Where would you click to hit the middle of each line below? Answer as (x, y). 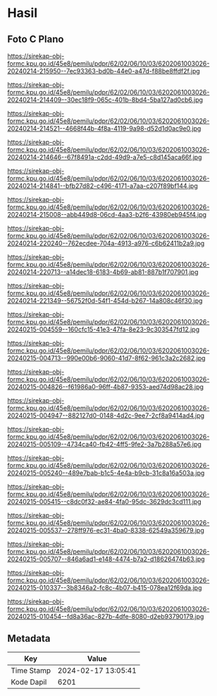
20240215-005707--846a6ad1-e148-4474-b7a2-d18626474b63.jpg (106, 559)
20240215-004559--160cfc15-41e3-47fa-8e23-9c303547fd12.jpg (103, 329)
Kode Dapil (29, 682)
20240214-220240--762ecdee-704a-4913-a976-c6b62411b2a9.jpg (106, 243)
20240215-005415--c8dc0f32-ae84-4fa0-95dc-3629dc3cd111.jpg (105, 502)
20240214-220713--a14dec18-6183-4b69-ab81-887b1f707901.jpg (103, 272)
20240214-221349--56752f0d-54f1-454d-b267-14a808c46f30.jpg (105, 301)
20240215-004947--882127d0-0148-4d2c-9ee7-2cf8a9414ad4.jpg (106, 415)
